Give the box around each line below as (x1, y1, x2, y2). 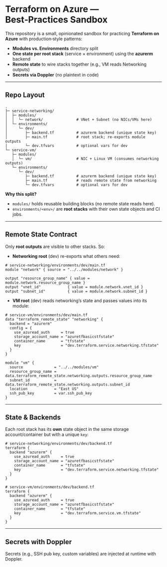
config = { (9, 325, 32, 330)
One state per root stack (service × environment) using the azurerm (12, 51, 153, 57)
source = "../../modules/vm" (9, 364, 99, 370)
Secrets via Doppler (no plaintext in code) (12, 72, 99, 78)
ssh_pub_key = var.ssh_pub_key (9, 391, 92, 396)
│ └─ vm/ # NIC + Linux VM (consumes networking (11, 156, 159, 161)
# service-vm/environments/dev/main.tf (5, 312, 88, 318)
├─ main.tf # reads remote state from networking (25, 178, 157, 183)
